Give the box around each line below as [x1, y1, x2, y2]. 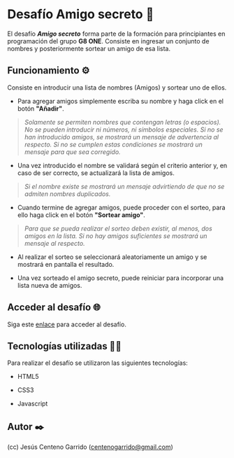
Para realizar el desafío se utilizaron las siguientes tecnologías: [7, 359, 189, 367]
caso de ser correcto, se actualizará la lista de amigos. [17, 168, 175, 177]
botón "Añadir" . [17, 104, 64, 113]
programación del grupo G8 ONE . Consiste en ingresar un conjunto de [7, 36, 210, 45]
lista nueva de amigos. [17, 281, 82, 289]
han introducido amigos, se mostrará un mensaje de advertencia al [24, 132, 219, 141]
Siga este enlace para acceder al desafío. [7, 320, 127, 328]
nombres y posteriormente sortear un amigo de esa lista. [7, 44, 171, 53]
